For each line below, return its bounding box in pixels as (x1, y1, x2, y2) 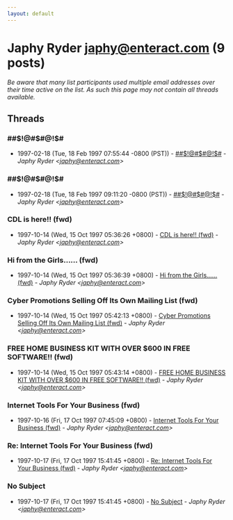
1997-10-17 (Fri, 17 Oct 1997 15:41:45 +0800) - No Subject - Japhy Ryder (17, 497, 226, 505)
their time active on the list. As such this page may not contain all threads (7, 85, 219, 94)
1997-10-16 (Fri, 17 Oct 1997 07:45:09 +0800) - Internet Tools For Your (17, 416, 219, 425)
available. (7, 92, 36, 101)
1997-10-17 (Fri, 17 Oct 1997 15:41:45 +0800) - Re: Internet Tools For (17, 457, 213, 465)
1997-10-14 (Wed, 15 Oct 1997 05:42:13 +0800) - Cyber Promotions (17, 311, 211, 320)
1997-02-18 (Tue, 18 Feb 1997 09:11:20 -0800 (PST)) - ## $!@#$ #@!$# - (17, 190, 225, 198)
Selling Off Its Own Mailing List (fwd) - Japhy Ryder (17, 319, 166, 327)
